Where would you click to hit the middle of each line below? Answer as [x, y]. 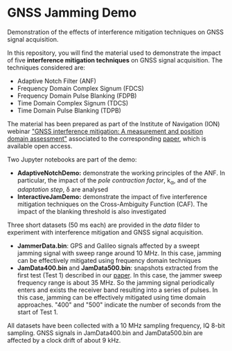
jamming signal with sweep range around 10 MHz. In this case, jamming [119, 253]
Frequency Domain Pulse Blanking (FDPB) [77, 96]
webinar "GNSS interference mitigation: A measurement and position [105, 131]
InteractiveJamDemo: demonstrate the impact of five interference [112, 196]
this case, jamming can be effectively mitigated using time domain [111, 297]
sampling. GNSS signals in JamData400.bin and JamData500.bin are [105, 333]
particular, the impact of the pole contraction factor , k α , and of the [111, 181]
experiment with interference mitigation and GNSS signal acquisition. [105, 232]
